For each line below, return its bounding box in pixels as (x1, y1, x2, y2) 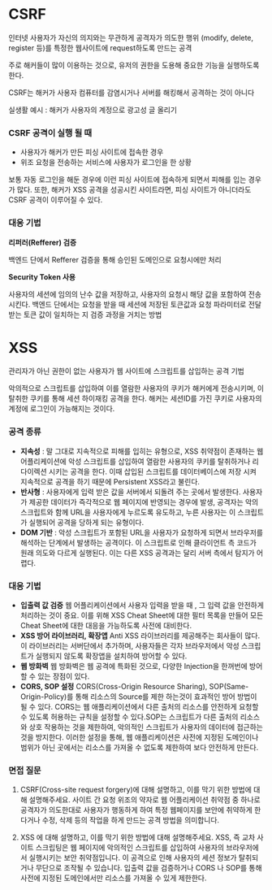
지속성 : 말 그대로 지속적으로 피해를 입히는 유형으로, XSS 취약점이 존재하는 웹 (19, 446, 264, 456)
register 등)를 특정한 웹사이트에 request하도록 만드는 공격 (8, 42, 192, 53)
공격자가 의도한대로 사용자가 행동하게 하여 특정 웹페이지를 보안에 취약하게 (19, 805, 253, 815)
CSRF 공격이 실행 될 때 (8, 127, 93, 138)
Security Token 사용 (8, 271, 76, 281)
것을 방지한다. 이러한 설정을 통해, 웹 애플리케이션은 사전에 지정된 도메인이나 (19, 732, 259, 742)
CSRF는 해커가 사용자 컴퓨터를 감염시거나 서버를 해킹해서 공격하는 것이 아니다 (8, 87, 255, 98)
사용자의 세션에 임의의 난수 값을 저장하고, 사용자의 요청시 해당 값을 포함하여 (8, 289, 247, 299)
